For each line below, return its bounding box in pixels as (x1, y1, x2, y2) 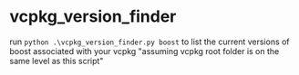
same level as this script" (9, 55, 104, 66)
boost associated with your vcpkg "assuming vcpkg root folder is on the (9, 45, 280, 56)
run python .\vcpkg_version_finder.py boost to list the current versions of (9, 36, 290, 47)
